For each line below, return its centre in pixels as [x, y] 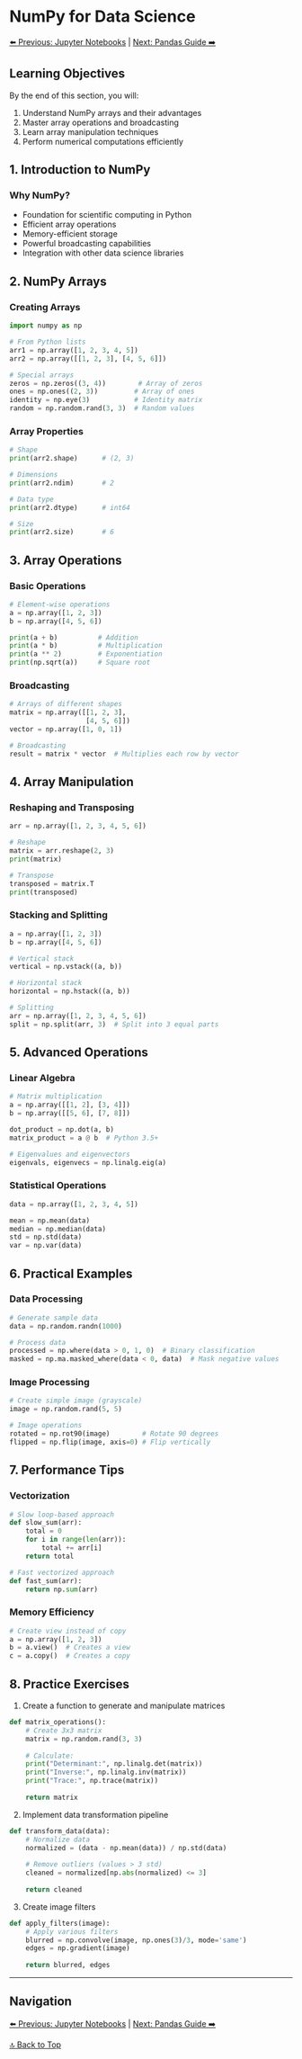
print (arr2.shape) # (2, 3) [72, 459]
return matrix [52, 1797]
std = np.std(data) [46, 1237]
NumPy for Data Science [102, 17]
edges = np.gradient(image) [78, 1948]
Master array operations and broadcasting [101, 122]
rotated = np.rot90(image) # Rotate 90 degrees [114, 1434]
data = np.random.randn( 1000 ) [66, 1326]
